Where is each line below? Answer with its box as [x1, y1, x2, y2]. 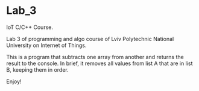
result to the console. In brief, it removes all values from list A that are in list [6, 60, 193, 67]
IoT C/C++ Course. [6, 24, 53, 31]
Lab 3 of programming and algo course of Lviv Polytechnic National [6, 35, 174, 42]
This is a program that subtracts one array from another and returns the [6, 53, 184, 60]
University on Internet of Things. [6, 42, 87, 49]
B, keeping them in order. [6, 66, 69, 73]
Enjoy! [6, 78, 22, 85]
